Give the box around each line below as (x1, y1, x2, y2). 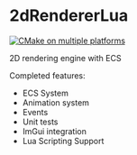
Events (22, 106, 49, 117)
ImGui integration (22, 125, 87, 136)
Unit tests (22, 116, 59, 127)
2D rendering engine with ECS (9, 52, 122, 63)
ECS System (22, 87, 69, 98)
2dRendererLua (9, 5, 129, 26)
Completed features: (9, 69, 86, 81)
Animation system (22, 96, 90, 108)
